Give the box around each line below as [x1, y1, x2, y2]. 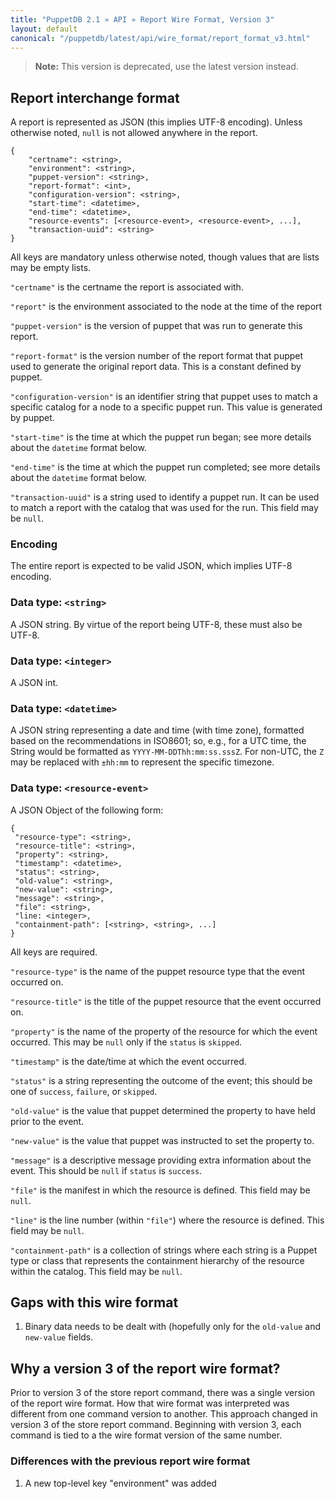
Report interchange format [10, 89, 180, 106]
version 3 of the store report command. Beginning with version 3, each [10, 1419, 302, 1431]
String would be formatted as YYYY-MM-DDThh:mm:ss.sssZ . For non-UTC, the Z [10, 746, 325, 758]
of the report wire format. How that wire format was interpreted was [10, 1397, 290, 1410]
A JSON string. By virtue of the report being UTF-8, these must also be [10, 618, 303, 630]
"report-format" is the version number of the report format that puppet [10, 350, 304, 362]
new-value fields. [24, 1331, 94, 1343]
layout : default [10, 24, 78, 34]
